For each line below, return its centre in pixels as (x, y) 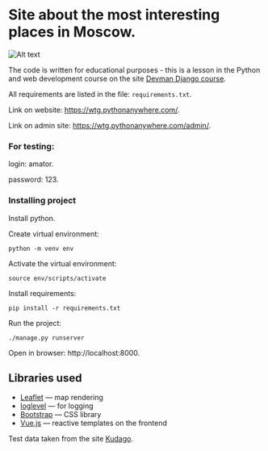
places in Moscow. (72, 32)
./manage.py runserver (46, 338)
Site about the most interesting (114, 15)
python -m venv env (41, 248)
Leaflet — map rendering (61, 398)
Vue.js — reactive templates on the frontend (93, 423)
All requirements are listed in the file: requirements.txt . (100, 94)
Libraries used (45, 378)
